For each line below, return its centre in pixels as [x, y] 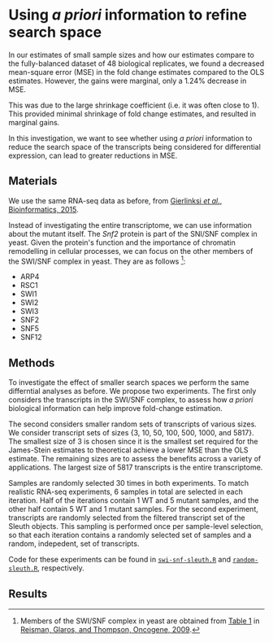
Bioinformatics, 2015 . [43, 209]
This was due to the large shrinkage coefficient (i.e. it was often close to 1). [134, 105]
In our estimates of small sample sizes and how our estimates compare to [131, 55]
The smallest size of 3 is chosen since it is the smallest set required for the [133, 442]
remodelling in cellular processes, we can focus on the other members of [131, 251]
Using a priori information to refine [128, 15]
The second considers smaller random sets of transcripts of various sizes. [133, 424]
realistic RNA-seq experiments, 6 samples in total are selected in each [126, 492]
